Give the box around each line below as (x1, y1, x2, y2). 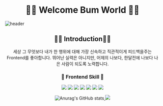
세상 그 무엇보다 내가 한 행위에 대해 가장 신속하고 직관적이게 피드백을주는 (13, 49, 152, 54)
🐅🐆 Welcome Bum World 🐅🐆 (25, 4, 140, 16)
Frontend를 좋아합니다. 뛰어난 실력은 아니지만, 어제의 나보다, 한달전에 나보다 (6, 54, 153, 60)
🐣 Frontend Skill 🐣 (61, 73, 104, 80)
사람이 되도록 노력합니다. (61, 61, 109, 67)
